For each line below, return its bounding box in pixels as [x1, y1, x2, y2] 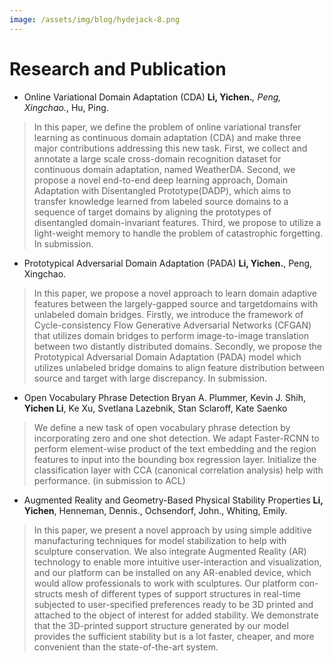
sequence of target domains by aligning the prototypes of [33, 206, 272, 218]
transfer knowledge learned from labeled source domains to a [33, 195, 289, 207]
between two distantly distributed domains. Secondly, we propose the [33, 340, 323, 352]
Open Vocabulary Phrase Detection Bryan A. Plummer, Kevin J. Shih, [23, 391, 306, 403]
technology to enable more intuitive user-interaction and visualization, [33, 556, 322, 568]
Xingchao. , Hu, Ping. [23, 101, 109, 113]
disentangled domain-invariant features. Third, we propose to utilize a [33, 216, 322, 228]
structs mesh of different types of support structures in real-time [33, 587, 301, 600]
